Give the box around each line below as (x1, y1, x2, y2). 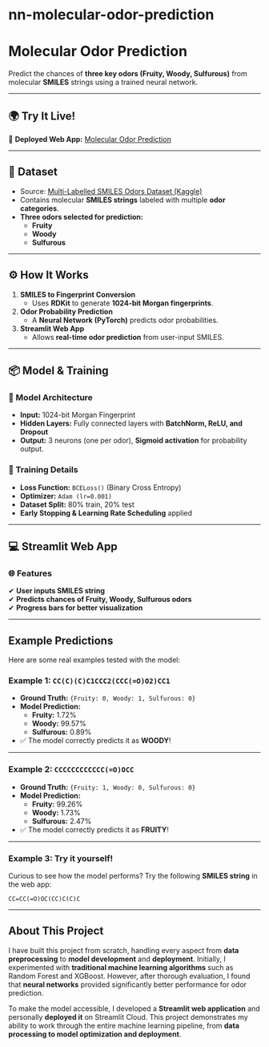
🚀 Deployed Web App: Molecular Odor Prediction (8, 134, 172, 144)
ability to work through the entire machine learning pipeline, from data (8, 1021, 240, 1030)
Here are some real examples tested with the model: (8, 655, 180, 665)
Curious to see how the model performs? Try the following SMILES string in (8, 871, 258, 880)
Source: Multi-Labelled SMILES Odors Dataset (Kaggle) (19, 186, 203, 196)
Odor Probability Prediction (19, 306, 114, 316)
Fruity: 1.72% (31, 710, 77, 720)
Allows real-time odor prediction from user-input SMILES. (31, 332, 224, 342)
